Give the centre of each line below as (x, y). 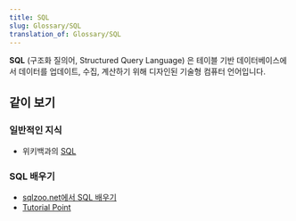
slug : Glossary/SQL (45, 26)
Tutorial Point (46, 208)
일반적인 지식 (36, 130)
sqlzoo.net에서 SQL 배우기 (70, 198)
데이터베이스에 (261, 61)
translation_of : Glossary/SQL (66, 34)
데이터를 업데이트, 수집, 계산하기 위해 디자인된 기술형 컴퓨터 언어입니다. (142, 71)
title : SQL (29, 17)
